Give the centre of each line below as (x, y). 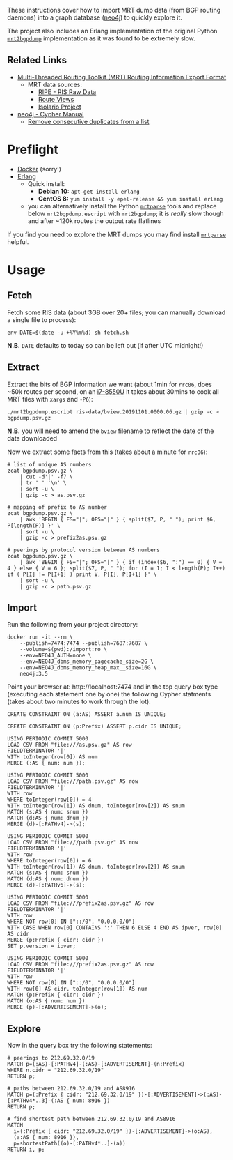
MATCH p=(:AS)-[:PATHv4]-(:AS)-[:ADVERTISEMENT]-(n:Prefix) (96, 1064)
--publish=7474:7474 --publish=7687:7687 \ (84, 643)
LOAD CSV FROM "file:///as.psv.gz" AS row (70, 745)
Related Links (37, 60)
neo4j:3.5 (34, 674)
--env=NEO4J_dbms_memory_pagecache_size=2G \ (87, 662)
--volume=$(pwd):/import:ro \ (64, 650)
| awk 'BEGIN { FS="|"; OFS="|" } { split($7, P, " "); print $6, (118, 519)
